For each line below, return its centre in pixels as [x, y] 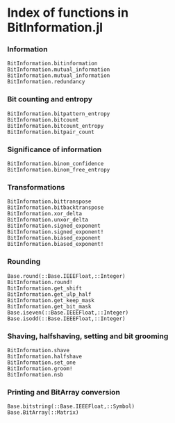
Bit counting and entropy [50, 99]
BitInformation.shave [39, 350]
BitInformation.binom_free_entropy [59, 170]
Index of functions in [68, 13]
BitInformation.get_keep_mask [51, 300]
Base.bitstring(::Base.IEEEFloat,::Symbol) [71, 407]
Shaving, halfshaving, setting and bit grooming [88, 336]
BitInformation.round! [40, 282]
